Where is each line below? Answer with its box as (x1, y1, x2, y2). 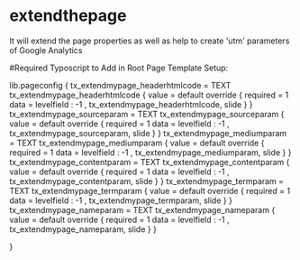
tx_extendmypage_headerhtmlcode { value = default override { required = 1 (9, 89, 289, 100)
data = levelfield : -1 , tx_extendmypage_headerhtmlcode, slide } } (9, 98, 254, 109)
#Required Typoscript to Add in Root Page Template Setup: (9, 62, 229, 73)
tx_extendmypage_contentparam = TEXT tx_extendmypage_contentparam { (9, 156, 290, 167)
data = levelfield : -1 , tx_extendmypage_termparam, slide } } (9, 195, 232, 206)
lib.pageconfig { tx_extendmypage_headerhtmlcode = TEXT (9, 79, 232, 90)
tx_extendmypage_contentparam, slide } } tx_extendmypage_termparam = (9, 175, 285, 186)
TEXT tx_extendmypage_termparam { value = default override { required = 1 (9, 185, 291, 196)
